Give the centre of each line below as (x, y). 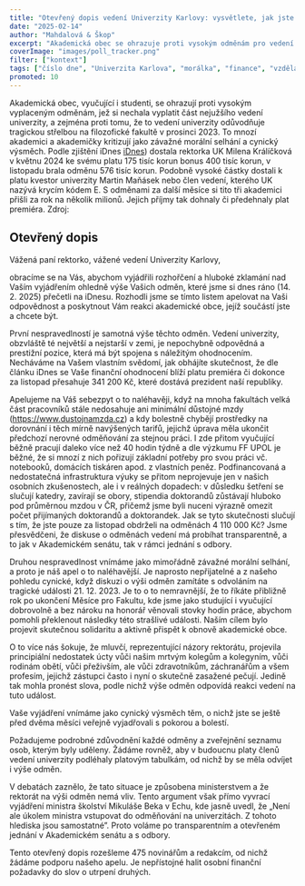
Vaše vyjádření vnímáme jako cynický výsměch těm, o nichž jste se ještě (145, 712)
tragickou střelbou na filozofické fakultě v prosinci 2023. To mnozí (133, 132)
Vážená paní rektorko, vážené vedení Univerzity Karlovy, (115, 259)
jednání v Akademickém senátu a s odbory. (90, 835)
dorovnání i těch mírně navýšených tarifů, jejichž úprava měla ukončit (139, 428)
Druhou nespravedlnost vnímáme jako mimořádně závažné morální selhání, (150, 562)
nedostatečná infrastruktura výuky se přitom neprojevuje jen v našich (139, 476)
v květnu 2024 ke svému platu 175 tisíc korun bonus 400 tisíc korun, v (140, 161)
